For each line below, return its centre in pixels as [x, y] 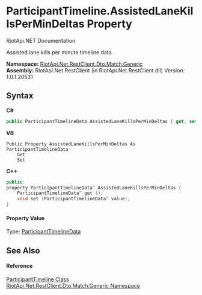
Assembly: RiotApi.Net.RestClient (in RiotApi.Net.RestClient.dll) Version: [96, 70]
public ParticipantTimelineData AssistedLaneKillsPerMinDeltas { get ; [96, 121]
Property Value [26, 218]
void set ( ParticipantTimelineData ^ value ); [74, 199]
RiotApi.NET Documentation [41, 40]
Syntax [20, 96]
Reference [20, 266]
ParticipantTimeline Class [38, 279]
